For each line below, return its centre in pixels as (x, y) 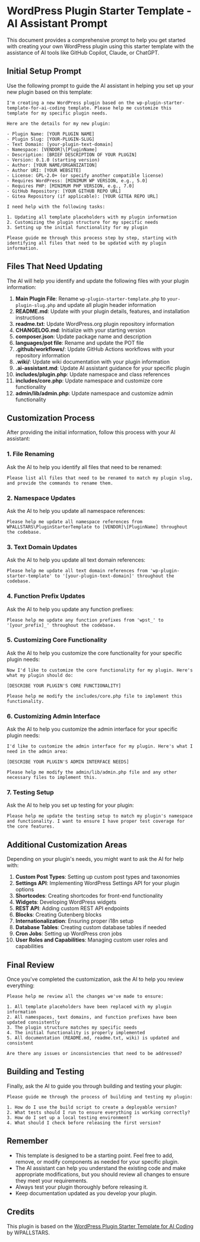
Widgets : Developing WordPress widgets (66, 902)
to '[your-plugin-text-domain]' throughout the (114, 576)
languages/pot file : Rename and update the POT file (80, 343)
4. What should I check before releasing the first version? (84, 1123)
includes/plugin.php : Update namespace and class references (93, 374)
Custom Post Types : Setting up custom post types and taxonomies (98, 877)
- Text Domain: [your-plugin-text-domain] (60, 144)
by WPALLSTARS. (28, 1233)
